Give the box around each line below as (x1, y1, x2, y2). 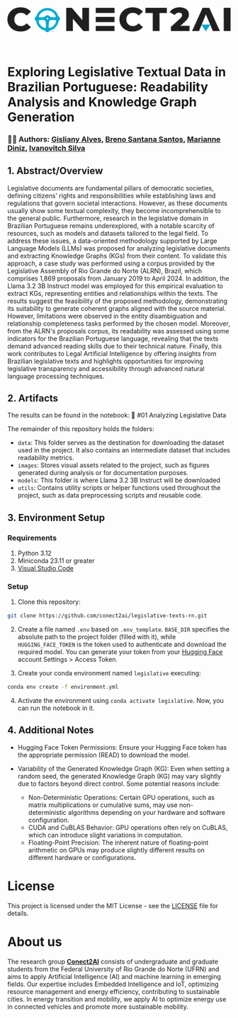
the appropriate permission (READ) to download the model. (17, 750, 191, 759)
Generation (7, 109, 75, 125)
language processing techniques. (7, 372, 105, 380)
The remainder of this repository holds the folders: (7, 425, 154, 433)
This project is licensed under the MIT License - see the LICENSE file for (7, 901, 218, 910)
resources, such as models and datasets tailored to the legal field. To (7, 229, 209, 237)
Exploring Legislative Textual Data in (7, 64, 227, 80)
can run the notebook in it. (17, 704, 95, 712)
